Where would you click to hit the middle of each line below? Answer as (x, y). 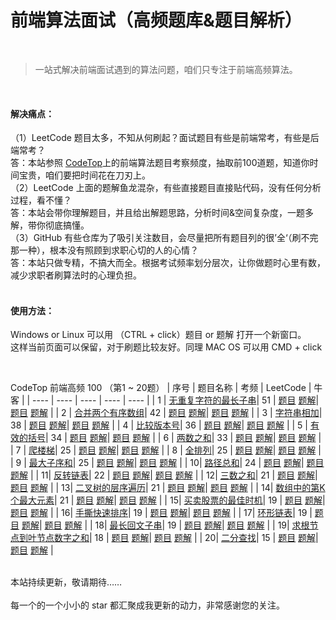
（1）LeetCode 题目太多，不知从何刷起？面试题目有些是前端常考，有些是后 (165, 138)
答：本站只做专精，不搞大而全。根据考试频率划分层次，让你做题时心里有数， (168, 263)
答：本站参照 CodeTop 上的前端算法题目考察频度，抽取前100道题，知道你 (160, 163)
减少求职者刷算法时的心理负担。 (76, 275)
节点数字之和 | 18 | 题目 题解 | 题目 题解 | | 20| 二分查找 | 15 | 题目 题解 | (177, 538)
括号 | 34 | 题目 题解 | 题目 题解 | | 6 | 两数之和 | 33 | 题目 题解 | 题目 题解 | (174, 438)
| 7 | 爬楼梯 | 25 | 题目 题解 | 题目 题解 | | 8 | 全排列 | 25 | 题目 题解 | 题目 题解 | (166, 450)
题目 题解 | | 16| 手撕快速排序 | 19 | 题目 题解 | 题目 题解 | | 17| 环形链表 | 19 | (161, 513)
